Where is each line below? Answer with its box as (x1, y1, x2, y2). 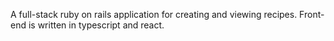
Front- (299, 9, 325, 20)
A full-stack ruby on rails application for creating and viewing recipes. (10, 9, 298, 20)
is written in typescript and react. (28, 19, 165, 31)
